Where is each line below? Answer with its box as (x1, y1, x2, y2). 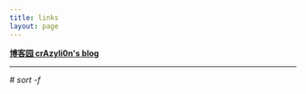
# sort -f (9, 74, 41, 85)
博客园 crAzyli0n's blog (9, 47, 99, 59)
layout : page (9, 22, 59, 31)
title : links (9, 13, 59, 23)
